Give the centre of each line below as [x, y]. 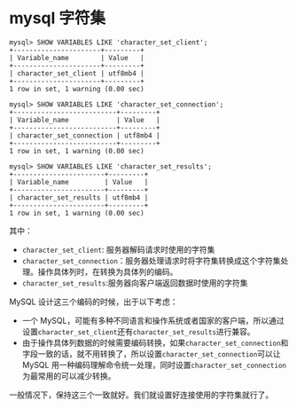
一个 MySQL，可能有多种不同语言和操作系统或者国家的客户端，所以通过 [153, 320]
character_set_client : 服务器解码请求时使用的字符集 [118, 249]
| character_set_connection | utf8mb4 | [85, 135]
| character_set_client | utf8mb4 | [77, 73]
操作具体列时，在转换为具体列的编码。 [108, 271]
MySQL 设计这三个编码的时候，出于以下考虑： [94, 302]
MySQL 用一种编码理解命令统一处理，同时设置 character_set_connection [154, 365]
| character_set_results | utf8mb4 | [79, 197]
